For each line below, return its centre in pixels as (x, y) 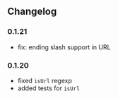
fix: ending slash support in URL (64, 47)
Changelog (32, 12)
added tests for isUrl (48, 88)
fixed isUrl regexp (45, 80)
